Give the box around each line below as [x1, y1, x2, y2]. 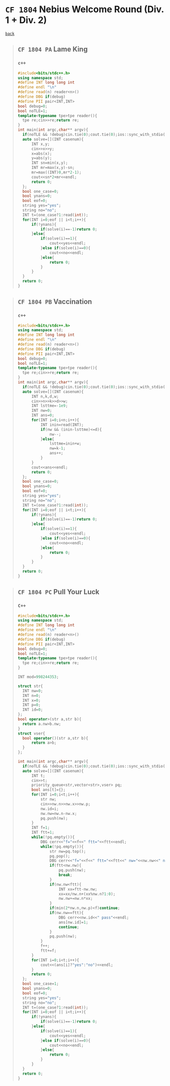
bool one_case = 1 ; [22, 981, 59, 986]
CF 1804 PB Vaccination [17, 298, 92, 306]
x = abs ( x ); [31, 151, 52, 156]
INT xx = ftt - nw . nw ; [58, 887, 98, 892]
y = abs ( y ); [31, 156, 52, 161]
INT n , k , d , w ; [31, 394, 59, 399]
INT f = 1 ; [31, 825, 50, 830]
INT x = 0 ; [22, 698, 41, 703]
